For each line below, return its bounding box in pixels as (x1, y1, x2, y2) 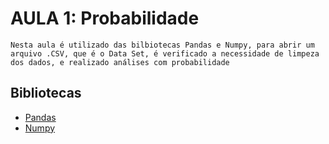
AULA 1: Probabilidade (10, 7, 200, 30)
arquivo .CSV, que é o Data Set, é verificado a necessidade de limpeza (10, 48, 320, 59)
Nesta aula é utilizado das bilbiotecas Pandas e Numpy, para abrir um (10, 40, 315, 50)
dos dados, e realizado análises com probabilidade (10, 57, 230, 67)
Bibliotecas (10, 85, 82, 102)
